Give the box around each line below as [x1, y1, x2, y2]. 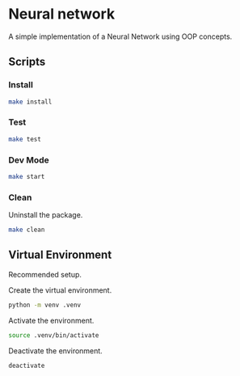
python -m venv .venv [8, 301, 82, 309]
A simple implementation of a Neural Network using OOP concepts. [8, 32, 233, 41]
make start [8, 172, 45, 180]
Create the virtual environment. [8, 285, 112, 295]
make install [8, 98, 53, 106]
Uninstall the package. [8, 210, 83, 220]
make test [8, 135, 42, 143]
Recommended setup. [8, 269, 82, 279]
